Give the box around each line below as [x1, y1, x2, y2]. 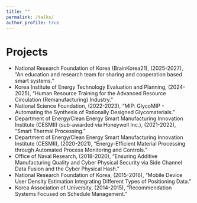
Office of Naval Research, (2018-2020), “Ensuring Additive [14, 153, 158, 160]
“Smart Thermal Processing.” [14, 128, 86, 135]
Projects [6, 45, 49, 59]
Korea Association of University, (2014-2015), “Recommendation [14, 184, 172, 191]
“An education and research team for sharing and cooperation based [14, 71, 182, 78]
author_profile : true [6, 20, 60, 25]
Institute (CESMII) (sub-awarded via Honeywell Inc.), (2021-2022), [14, 121, 176, 128]
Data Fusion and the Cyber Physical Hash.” [14, 165, 120, 172]
